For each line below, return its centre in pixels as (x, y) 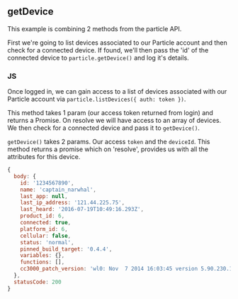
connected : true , (46, 223)
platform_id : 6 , (44, 229)
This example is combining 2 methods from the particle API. (95, 28)
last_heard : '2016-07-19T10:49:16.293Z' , (82, 210)
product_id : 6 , (42, 216)
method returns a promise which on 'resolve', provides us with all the (108, 149)
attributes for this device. (44, 157)
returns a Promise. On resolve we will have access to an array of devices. (114, 121)
